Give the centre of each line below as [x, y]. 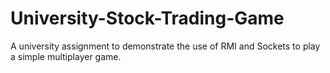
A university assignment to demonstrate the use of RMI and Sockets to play [165, 46]
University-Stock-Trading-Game [147, 18]
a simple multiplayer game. [66, 56]
